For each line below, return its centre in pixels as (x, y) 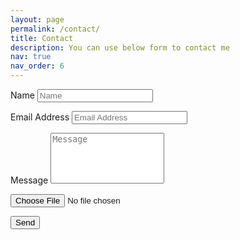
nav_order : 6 (37, 66)
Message (29, 180)
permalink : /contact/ (55, 29)
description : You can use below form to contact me (120, 47)
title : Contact (42, 38)
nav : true (31, 57)
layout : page (37, 19)
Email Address (40, 117)
